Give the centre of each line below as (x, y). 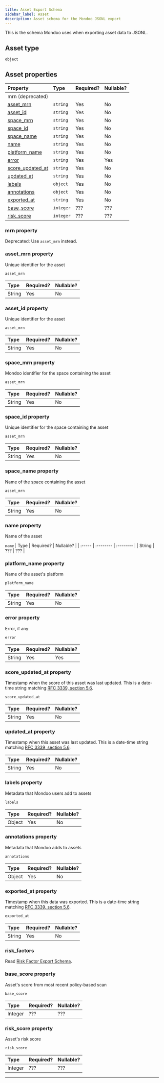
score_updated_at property (38, 672)
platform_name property (35, 563)
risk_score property (29, 1028)
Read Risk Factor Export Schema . (39, 961)
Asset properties (31, 74)
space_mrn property (30, 362)
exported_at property (31, 891)
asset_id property (27, 308)
